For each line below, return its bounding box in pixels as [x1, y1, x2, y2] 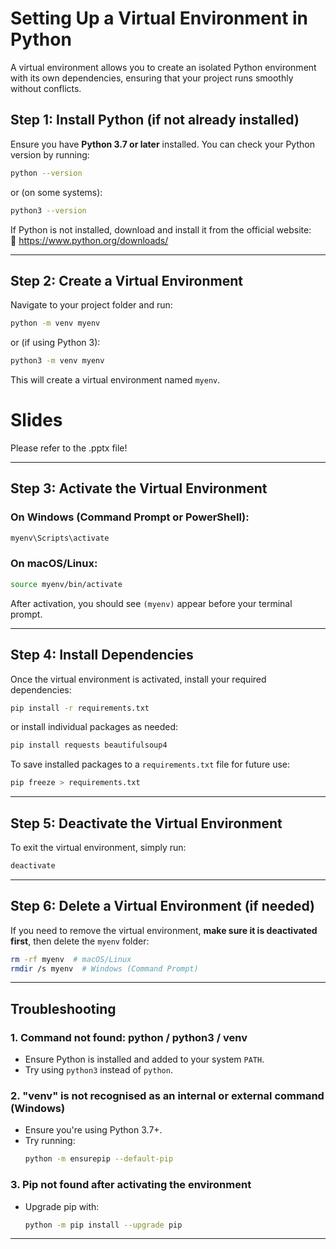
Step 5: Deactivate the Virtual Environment [10, 815, 283, 832]
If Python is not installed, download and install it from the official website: [10, 223, 312, 236]
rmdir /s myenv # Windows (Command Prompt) [10, 963, 199, 974]
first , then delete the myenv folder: [10, 935, 150, 947]
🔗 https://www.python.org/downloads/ [10, 234, 169, 246]
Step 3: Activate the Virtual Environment [10, 480, 268, 497]
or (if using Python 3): [10, 337, 101, 349]
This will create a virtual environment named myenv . [10, 374, 221, 386]
